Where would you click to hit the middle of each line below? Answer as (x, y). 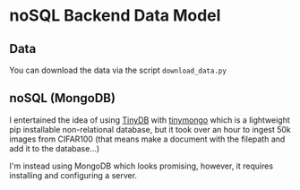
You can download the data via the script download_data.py (118, 70)
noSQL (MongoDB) (63, 98)
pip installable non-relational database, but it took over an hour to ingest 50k (150, 129)
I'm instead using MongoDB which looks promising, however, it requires (141, 166)
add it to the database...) (55, 148)
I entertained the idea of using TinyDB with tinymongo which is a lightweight (150, 120)
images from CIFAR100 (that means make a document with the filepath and (147, 139)
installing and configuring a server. (73, 175)
